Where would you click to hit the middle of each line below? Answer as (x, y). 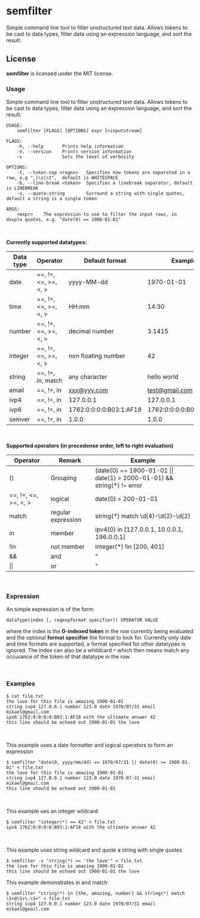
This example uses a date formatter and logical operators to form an (90, 745)
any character (88, 377)
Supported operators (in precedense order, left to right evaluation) (90, 446)
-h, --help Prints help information (70, 147)
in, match (49, 380)
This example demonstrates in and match (57, 882)
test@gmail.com (170, 391)
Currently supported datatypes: (47, 242)
